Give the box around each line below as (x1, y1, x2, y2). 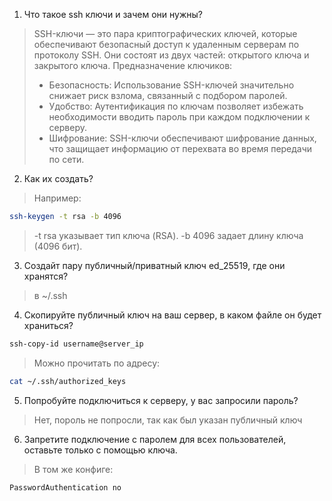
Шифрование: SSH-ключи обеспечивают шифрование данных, (48, 132, 317, 144)
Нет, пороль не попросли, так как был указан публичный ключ (33, 414, 303, 426)
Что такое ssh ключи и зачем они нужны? (23, 9, 203, 20)
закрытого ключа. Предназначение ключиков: (33, 60, 233, 71)
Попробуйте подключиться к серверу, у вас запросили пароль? (23, 394, 299, 406)
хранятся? (23, 270, 69, 282)
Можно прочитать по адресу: (33, 357, 161, 369)
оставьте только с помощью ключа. (23, 444, 178, 456)
